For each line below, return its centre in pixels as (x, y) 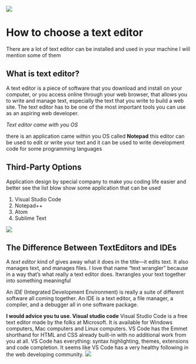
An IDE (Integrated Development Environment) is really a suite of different (95, 292)
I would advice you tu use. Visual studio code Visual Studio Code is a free (97, 316)
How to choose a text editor (75, 33)
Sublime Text (31, 218)
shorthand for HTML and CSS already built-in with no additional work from (96, 335)
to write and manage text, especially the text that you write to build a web (95, 100)
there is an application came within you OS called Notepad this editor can (95, 136)
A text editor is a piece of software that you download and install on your (94, 88)
